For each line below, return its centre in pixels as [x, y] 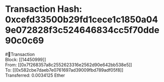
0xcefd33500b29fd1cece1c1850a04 [82, 20]
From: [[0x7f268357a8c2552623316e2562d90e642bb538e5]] [69, 65]
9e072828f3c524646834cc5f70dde [82, 30]
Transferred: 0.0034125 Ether [35, 75]
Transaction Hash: [44, 9]
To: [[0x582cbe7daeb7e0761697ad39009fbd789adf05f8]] [64, 70]
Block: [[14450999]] [25, 59]
